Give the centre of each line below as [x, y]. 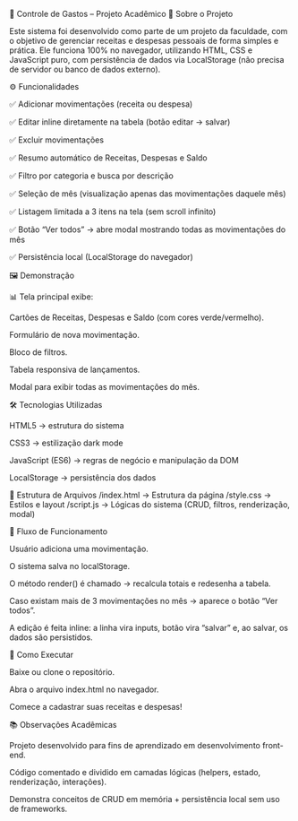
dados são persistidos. [51, 637]
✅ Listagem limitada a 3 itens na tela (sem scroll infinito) [113, 212]
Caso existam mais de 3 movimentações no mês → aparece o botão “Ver [144, 601]
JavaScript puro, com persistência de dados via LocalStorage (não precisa [147, 60]
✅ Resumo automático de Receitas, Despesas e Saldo [108, 158]
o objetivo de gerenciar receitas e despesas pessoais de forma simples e [144, 41]
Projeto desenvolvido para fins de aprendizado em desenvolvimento [135, 745]
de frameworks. [38, 808]
